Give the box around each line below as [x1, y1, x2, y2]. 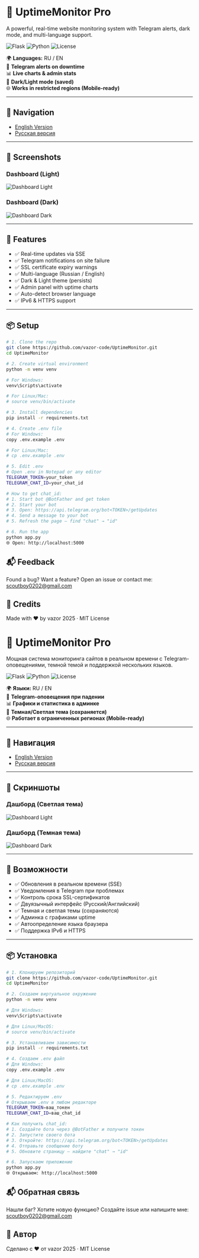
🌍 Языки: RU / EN [6, 685, 52, 692]
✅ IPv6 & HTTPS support [14, 297, 76, 304]
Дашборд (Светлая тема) [6, 800, 84, 809]
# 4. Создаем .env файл [6, 1056, 65, 1062]
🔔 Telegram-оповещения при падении [6, 693, 105, 700]
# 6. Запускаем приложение [6, 1159, 73, 1165]
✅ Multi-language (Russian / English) [14, 270, 105, 277]
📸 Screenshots [6, 152, 62, 162]
